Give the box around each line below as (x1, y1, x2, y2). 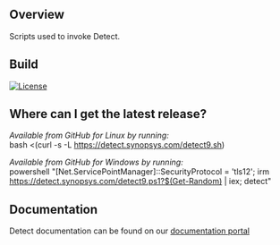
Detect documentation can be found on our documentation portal (9, 225, 250, 236)
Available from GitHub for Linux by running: (9, 130, 170, 141)
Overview (9, 7, 65, 22)
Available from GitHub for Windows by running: (9, 156, 183, 168)
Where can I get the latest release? (9, 106, 208, 122)
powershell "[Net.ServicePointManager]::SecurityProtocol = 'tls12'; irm (9, 166, 270, 177)
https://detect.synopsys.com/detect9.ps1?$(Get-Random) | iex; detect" (9, 176, 272, 187)
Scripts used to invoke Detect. (9, 30, 121, 41)
